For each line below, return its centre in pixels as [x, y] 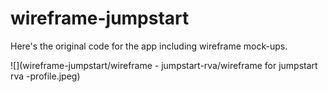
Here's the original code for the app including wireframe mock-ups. [149, 46]
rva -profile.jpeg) [45, 76]
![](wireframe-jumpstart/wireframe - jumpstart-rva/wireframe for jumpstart [164, 65]
